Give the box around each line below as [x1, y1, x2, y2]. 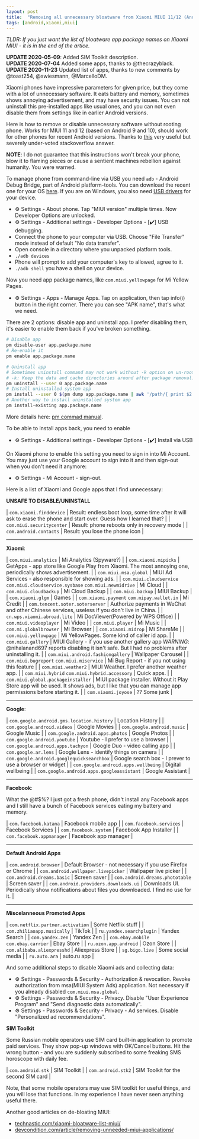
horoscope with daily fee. [6, 1055, 68, 1062]
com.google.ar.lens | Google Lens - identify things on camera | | [6, 748, 163, 756]
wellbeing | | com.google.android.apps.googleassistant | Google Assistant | [6, 767, 191, 774]
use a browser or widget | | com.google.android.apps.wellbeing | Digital [6, 761, 181, 768]
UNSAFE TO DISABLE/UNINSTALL [6, 497, 91, 504]
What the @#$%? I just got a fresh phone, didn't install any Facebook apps [6, 795, 189, 803]
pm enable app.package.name [6, 353, 76, 359]
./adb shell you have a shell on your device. [14, 265, 124, 272]
